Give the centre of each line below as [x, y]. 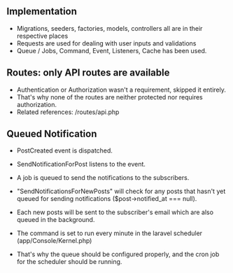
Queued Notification [52, 134]
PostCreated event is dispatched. [65, 150]
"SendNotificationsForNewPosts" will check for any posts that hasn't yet [121, 191]
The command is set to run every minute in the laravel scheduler [110, 233]
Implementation [42, 12]
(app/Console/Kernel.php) [54, 241]
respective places [42, 36]
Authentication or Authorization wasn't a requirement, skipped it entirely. [121, 90]
